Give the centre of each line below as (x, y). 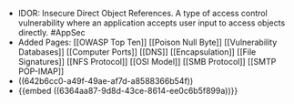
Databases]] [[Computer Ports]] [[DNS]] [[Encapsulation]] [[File (137, 52)
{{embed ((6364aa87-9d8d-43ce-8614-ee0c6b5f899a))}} (128, 91)
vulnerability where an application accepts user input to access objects (152, 23)
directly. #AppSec (52, 32)
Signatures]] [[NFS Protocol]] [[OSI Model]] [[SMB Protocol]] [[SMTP (147, 62)
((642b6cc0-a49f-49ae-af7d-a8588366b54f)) (106, 81)
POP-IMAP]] (41, 71)
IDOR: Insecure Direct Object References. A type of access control (143, 13)
